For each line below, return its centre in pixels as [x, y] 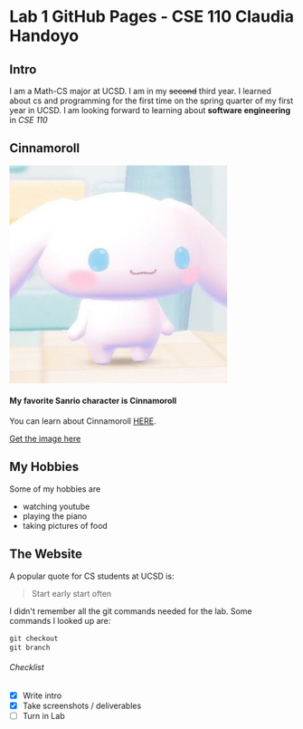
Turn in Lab [43, 715]
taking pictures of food [65, 525]
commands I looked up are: [60, 620]
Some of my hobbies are [55, 489]
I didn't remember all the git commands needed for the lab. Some [131, 611]
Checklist [27, 667]
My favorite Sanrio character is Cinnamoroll [93, 401]
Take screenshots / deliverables [82, 705]
